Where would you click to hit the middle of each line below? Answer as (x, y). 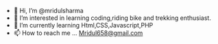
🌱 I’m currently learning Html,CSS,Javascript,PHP (83, 25)
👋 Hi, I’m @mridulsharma (48, 11)
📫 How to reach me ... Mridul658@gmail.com (78, 33)
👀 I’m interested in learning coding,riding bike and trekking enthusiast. (112, 18)
